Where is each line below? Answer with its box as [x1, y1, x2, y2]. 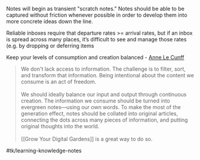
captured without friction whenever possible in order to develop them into [6, 11, 187, 19]
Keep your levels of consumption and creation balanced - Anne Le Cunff [6, 54, 184, 61]
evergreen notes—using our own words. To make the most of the [20, 104, 181, 110]
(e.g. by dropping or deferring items [6, 42, 94, 49]
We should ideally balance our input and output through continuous [20, 91, 187, 98]
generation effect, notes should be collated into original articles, [20, 110, 178, 117]
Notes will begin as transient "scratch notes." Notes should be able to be [6, 5, 185, 12]
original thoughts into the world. [20, 123, 100, 129]
